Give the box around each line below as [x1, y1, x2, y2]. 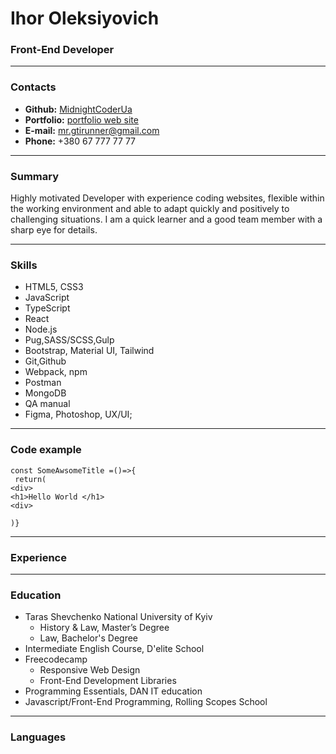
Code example [10, 443, 82, 457]
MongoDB [24, 387, 67, 399]
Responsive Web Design [39, 664, 141, 676]
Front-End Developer [10, 43, 115, 57]
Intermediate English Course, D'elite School [24, 643, 205, 655]
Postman [24, 377, 62, 389]
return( [14, 474, 47, 484]
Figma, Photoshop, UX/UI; [24, 408, 133, 421]
